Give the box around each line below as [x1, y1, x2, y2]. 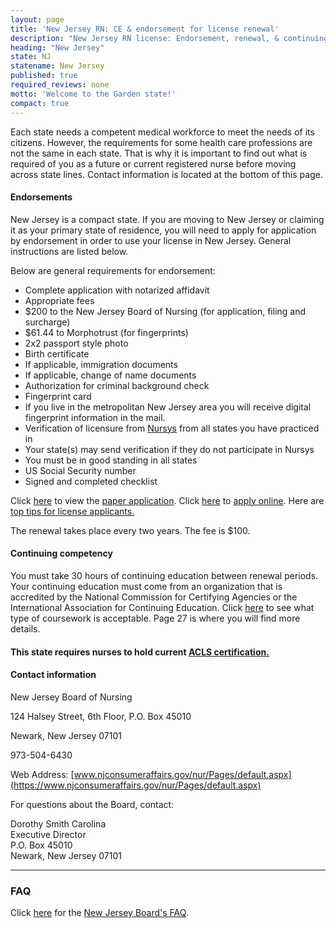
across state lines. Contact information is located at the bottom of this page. [10, 168, 323, 180]
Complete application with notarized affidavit [24, 284, 210, 296]
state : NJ [10, 52, 52, 62]
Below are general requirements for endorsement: [10, 264, 216, 276]
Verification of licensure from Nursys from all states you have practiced [24, 422, 320, 434]
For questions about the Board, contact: [10, 798, 175, 810]
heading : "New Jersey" [10, 42, 105, 53]
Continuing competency [10, 547, 113, 560]
